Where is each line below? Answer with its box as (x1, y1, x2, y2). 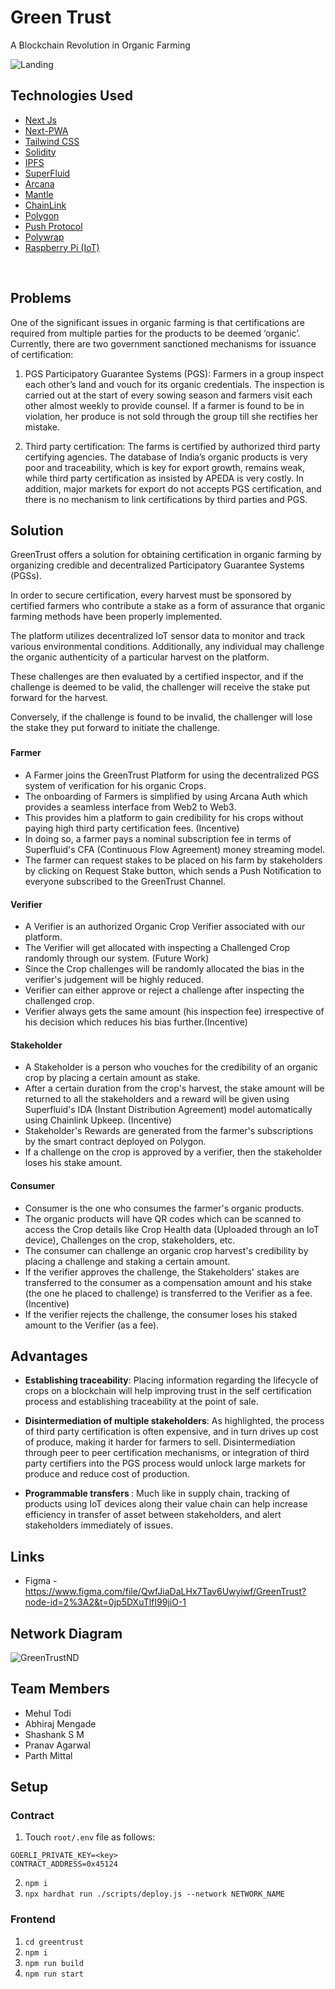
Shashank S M (24, 1728, 85, 1740)
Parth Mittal (24, 1749, 73, 1761)
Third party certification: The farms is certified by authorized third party (24, 440, 321, 452)
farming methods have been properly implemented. (10, 611, 223, 623)
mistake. (24, 421, 60, 433)
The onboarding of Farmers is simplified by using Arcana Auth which (24, 790, 308, 802)
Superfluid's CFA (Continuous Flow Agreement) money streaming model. (24, 843, 326, 855)
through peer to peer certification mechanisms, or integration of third (24, 1447, 310, 1459)
